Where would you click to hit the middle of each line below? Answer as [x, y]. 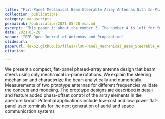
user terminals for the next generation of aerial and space [76, 106]
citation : [15, 51]
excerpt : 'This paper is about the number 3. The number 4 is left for [80, 28]
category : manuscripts [28, 19]
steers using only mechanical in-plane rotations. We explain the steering [78, 74]
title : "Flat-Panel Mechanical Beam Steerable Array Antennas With [76, 10]
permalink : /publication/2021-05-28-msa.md [50, 23]
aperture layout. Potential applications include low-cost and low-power [77, 100]
